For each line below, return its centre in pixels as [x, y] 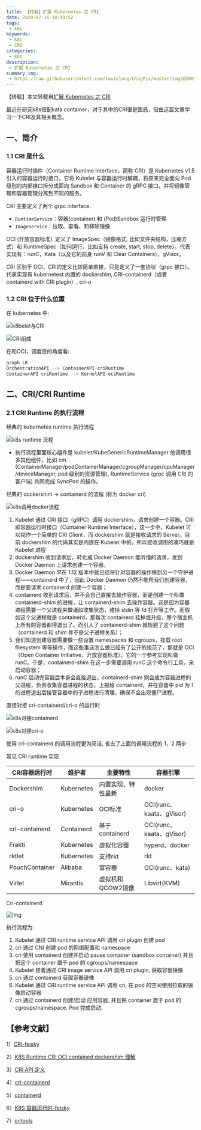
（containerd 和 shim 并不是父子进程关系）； [69, 632]
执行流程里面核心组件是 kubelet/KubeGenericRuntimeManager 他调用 [100, 453]
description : [22, 62]
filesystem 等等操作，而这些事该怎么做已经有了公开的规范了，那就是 [99, 647]
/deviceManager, [36, 474]
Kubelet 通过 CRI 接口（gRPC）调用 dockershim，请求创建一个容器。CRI [104, 520]
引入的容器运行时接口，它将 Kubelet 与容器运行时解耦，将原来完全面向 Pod [99, 178]
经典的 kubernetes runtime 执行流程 [50, 427]
